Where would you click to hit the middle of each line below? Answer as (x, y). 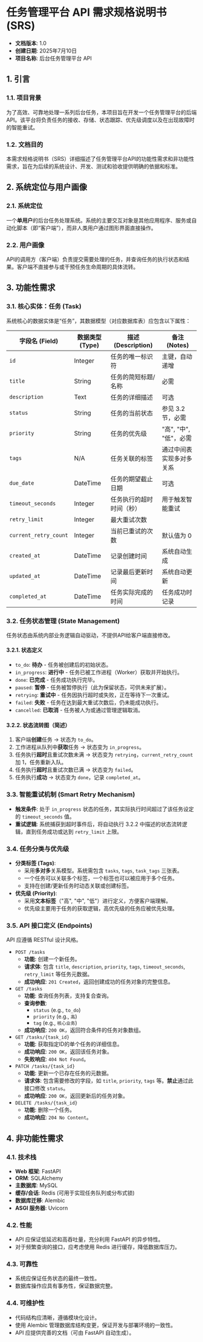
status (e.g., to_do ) (57, 1010)
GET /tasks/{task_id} (42, 1037)
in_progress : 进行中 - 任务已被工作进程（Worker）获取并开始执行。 (99, 672)
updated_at (25, 576)
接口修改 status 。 (46, 1088)
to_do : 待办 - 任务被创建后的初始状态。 (63, 665)
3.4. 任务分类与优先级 (38, 849)
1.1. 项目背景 (24, 98)
